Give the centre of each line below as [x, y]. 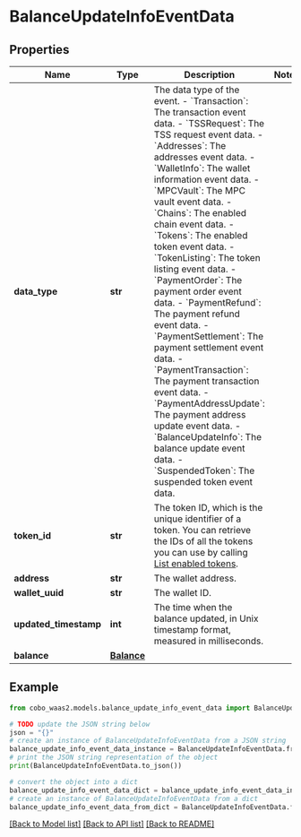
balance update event [199, 448]
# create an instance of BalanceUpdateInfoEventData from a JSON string [148, 741]
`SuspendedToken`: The [204, 470]
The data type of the [197, 90]
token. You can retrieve [202, 530]
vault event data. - [193, 202]
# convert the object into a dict [74, 781]
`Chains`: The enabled [200, 213]
